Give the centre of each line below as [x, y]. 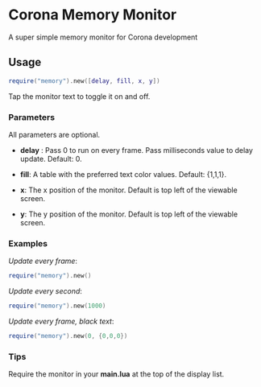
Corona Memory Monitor [93, 15]
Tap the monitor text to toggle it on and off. [79, 96]
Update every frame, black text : [61, 321]
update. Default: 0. [51, 159]
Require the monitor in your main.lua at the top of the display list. [116, 374]
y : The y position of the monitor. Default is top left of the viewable [129, 214]
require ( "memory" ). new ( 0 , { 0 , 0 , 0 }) [68, 336]
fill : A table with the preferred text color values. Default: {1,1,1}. [123, 174]
